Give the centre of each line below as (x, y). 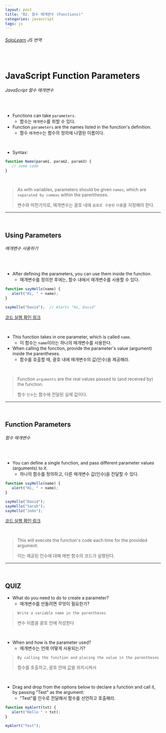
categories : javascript (30, 19)
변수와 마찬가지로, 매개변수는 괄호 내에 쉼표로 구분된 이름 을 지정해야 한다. (86, 205)
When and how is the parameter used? (52, 642)
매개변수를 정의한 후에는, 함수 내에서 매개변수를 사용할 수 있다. (80, 280)
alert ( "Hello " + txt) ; (36, 712)
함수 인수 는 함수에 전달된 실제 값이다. (52, 394)
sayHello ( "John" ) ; (24, 511)
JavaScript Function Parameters (73, 76)
